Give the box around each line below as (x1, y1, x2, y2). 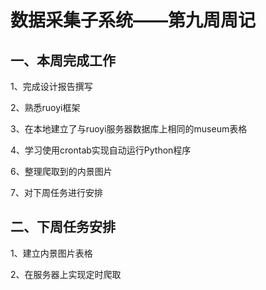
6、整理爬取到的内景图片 (10, 166, 113, 177)
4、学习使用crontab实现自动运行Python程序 (10, 144, 192, 156)
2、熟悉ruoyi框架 (10, 102, 81, 113)
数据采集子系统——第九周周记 (10, 9, 257, 32)
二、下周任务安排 (10, 219, 116, 236)
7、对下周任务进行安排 (10, 187, 103, 198)
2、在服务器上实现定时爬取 (10, 268, 122, 280)
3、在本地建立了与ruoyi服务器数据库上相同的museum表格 (10, 123, 248, 135)
